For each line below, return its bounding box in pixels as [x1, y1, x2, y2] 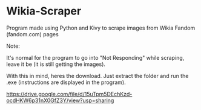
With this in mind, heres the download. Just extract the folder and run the [6, 72, 189, 79]
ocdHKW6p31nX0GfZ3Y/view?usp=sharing [6, 97, 114, 104]
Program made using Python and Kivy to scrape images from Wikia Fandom [6, 24, 196, 31]
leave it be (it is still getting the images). [6, 60, 106, 68]
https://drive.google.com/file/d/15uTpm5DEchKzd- [6, 90, 133, 97]
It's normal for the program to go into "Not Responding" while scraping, [6, 54, 185, 61]
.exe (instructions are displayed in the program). [6, 79, 126, 86]
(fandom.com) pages [6, 30, 59, 37]
